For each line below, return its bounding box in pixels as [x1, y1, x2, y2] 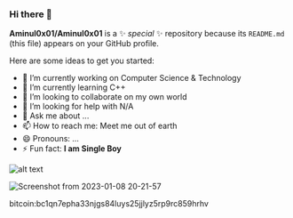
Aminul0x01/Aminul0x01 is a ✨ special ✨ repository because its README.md [9, 28, 285, 39]
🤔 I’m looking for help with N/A [21, 101, 134, 112]
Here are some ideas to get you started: [9, 55, 155, 66]
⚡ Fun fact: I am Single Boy [21, 143, 122, 154]
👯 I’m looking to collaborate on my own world [21, 92, 188, 102]
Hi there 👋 [9, 8, 53, 20]
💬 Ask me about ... [21, 110, 90, 121]
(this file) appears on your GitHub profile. [9, 38, 160, 49]
